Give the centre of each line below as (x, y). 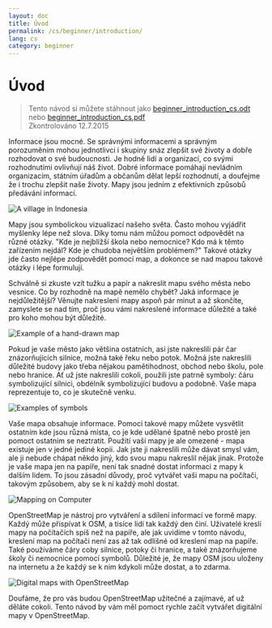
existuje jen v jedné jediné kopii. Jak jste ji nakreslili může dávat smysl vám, (134, 450)
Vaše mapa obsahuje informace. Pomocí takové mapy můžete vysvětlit (126, 424)
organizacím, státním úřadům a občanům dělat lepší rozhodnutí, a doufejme (134, 176)
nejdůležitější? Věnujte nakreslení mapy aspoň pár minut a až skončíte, (126, 301)
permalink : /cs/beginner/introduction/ (76, 31)
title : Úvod (28, 23)
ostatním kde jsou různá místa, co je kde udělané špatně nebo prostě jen (130, 432)
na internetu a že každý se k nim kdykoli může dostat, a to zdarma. (120, 567)
